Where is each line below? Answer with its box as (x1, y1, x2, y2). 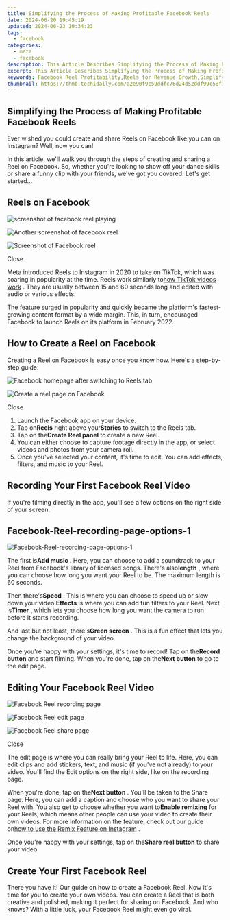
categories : (7, 42, 41, 49)
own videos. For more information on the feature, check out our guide (7, 817, 204, 826)
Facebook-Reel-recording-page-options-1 (7, 525, 192, 537)
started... (7, 177, 33, 185)
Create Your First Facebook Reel (7, 865, 147, 877)
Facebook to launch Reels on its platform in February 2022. (7, 317, 175, 326)
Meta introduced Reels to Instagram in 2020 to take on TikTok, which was (7, 268, 214, 276)
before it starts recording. (7, 614, 79, 622)
